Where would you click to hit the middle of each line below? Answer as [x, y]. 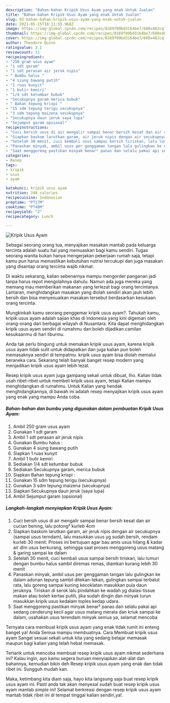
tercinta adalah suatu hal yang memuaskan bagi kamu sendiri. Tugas [77, 250]
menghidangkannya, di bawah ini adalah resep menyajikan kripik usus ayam [84, 392]
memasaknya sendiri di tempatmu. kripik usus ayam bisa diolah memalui [81, 355]
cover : [13, 38]
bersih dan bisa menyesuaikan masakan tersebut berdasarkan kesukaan [81, 298]
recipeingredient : [25, 57]
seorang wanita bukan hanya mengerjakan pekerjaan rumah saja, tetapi [80, 256]
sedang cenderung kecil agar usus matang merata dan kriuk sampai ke [87, 612]
